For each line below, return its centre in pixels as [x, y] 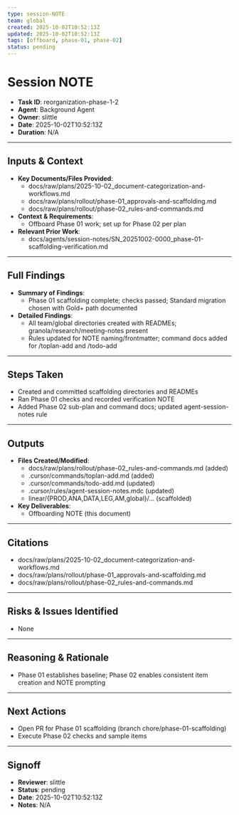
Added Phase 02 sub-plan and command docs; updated [100, 407]
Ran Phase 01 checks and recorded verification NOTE [96, 399]
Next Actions [37, 711]
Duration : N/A [38, 132]
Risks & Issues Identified [63, 612]
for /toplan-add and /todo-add [73, 345]
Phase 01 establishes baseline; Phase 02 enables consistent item [113, 675]
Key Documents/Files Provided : [65, 178]
